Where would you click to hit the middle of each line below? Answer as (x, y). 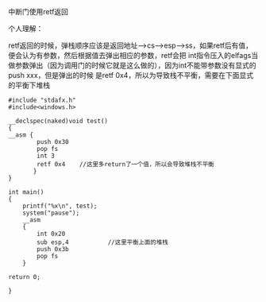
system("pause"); (51, 213)
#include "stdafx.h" (42, 100)
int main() (26, 192)
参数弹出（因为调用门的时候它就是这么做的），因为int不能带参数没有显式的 (135, 65)
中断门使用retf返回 (39, 12)
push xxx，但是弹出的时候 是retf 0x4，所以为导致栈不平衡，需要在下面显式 (131, 75)
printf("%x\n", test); (60, 206)
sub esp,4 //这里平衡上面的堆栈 (102, 242)
